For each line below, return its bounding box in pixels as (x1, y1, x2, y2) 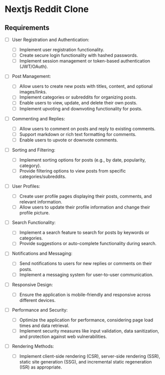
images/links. (19, 89, 47, 95)
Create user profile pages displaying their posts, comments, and (19, 193, 152, 199)
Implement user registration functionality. (19, 46, 104, 53)
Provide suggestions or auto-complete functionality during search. (19, 240, 157, 246)
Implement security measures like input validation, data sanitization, (19, 327, 159, 333)
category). (19, 162, 41, 168)
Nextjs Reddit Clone (4, 3, 89, 15)
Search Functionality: (11, 219, 56, 225)
